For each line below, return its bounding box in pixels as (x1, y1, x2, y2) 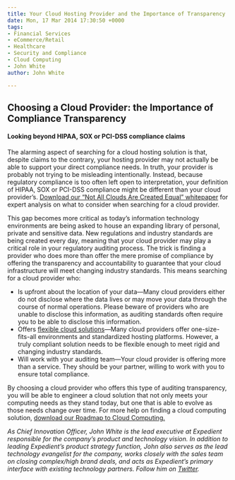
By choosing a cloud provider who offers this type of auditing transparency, (7, 383, 227, 392)
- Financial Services (7, 30, 71, 37)
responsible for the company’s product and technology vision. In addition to (7, 435, 228, 443)
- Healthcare (7, 43, 46, 50)
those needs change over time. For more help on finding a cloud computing (7, 406, 227, 414)
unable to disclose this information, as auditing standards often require (17, 310, 224, 319)
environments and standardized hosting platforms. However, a (37, 333, 219, 341)
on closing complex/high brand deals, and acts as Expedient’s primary (7, 457, 213, 466)
